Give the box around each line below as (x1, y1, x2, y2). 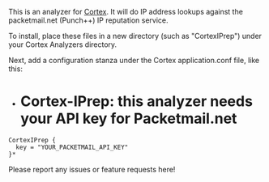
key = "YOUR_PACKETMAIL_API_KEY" (15, 143, 129, 151)
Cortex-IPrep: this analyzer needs (19, 92, 254, 111)
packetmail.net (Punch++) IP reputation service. (8, 15, 169, 25)
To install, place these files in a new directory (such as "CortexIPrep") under (8, 32, 262, 40)
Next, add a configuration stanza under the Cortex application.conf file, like (8, 56, 260, 65)
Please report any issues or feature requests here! (8, 164, 176, 174)
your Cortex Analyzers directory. (8, 40, 117, 49)
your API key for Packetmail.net (19, 109, 237, 128)
